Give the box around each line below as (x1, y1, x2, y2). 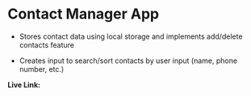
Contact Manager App (7, 5, 159, 23)
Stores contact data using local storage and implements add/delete (19, 31, 243, 41)
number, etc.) (19, 64, 65, 73)
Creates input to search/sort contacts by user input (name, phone (19, 56, 238, 65)
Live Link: (7, 80, 41, 90)
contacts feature (19, 40, 74, 49)
